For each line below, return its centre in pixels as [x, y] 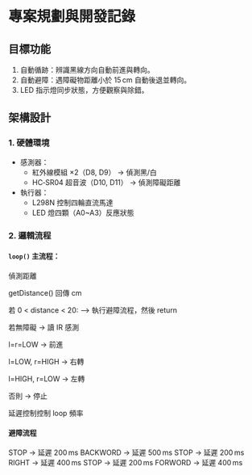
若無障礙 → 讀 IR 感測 [43, 327]
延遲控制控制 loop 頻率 [46, 413]
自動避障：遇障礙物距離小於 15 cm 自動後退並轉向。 [105, 80]
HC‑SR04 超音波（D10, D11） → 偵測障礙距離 [106, 182]
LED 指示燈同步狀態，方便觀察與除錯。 [84, 90]
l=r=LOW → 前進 [36, 344]
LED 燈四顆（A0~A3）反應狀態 [83, 212]
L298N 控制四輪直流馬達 [72, 202]
